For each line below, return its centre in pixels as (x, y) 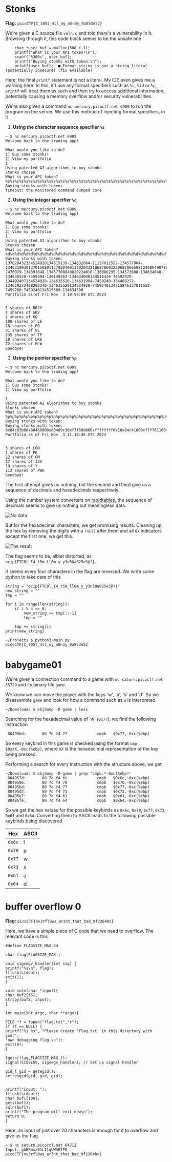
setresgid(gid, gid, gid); (34, 1076)
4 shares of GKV (23, 312)
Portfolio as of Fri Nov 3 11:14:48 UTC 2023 (56, 435)
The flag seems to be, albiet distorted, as (49, 556)
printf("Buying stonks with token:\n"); (58, 61)
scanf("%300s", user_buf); (43, 57)
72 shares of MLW (24, 344)
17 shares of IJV (24, 461)
